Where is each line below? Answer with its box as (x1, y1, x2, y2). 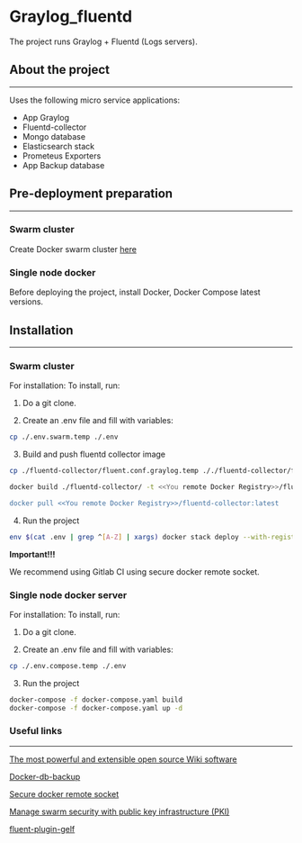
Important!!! (9, 548, 56, 559)
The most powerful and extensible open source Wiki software (9, 754, 237, 765)
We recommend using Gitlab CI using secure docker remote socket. (9, 566, 261, 577)
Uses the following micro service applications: (9, 95, 181, 105)
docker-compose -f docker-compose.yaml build (9, 695, 182, 704)
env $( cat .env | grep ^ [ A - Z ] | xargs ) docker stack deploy (9, 532, 240, 541)
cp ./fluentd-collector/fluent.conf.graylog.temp (9, 467, 200, 476)
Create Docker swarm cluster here (9, 243, 138, 254)
